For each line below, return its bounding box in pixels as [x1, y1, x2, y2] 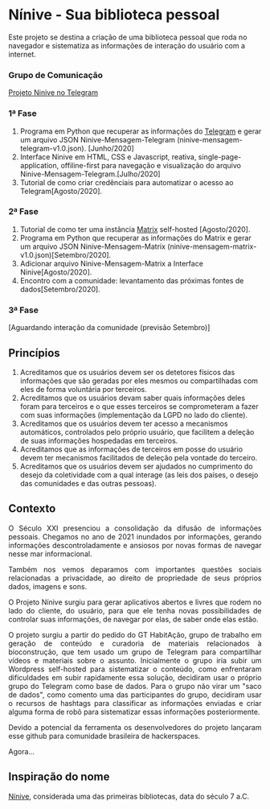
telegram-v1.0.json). [19, 143, 87, 153]
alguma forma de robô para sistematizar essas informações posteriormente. [8, 707, 260, 716]
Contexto [8, 501, 56, 516]
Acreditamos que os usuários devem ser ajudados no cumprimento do [19, 461, 253, 471]
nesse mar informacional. [8, 549, 92, 559]
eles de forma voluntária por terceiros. [19, 384, 147, 394]
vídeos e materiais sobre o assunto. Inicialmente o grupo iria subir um [8, 655, 262, 665]
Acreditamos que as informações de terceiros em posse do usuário [19, 444, 243, 454]
